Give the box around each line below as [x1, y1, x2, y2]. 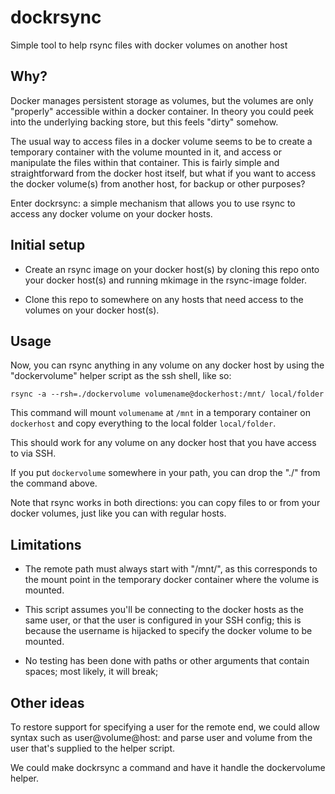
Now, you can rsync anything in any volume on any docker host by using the [10, 359, 325, 371]
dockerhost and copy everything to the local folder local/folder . [10, 417, 277, 430]
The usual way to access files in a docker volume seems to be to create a [10, 135, 313, 147]
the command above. [10, 477, 98, 490]
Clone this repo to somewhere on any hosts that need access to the [24, 293, 304, 305]
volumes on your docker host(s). [24, 304, 160, 316]
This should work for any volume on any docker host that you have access [10, 437, 317, 449]
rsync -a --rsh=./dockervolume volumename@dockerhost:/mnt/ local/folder [10, 389, 325, 400]
